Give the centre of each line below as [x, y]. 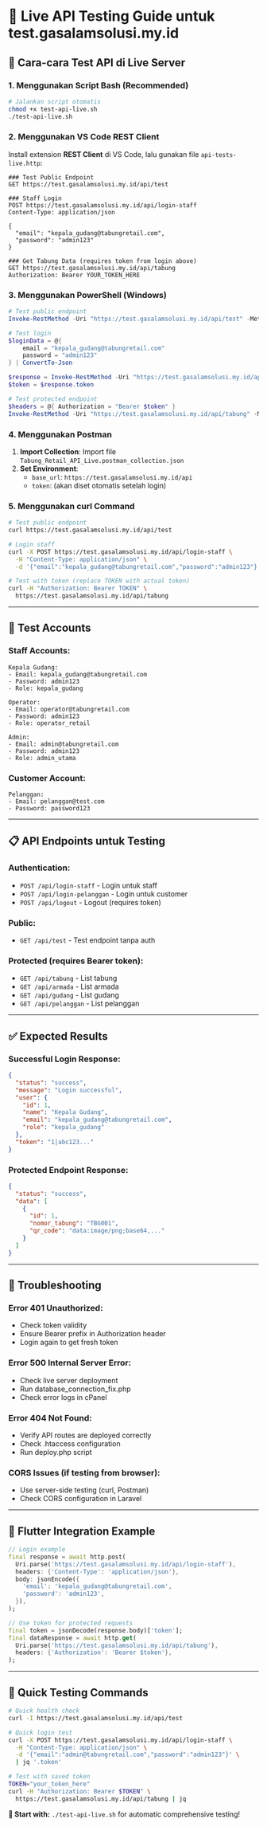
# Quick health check [44, 1711]
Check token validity [53, 1325]
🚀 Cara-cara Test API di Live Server [97, 63]
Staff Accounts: [39, 651]
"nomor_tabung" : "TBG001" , [74, 1223]
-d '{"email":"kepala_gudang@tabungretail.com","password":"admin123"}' [138, 567]
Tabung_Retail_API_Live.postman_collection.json [102, 461]
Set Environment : [49, 469]
